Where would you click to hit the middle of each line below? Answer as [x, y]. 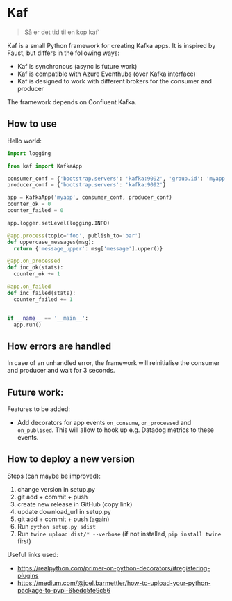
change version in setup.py [56, 489]
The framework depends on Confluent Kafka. [72, 102]
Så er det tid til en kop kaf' [62, 32]
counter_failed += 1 [43, 299]
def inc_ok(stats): [35, 268]
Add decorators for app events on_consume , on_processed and [104, 423]
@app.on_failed [29, 287]
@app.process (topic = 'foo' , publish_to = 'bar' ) [74, 235]
